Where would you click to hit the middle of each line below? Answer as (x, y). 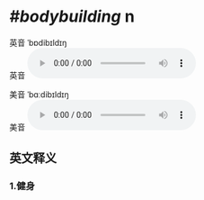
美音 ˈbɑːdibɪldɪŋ (39, 94)
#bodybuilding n (72, 17)
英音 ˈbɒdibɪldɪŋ (38, 42)
